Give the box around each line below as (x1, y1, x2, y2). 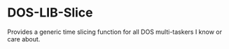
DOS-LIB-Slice (7, 5, 93, 21)
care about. (7, 35, 41, 43)
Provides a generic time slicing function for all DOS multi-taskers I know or (7, 28, 223, 36)
